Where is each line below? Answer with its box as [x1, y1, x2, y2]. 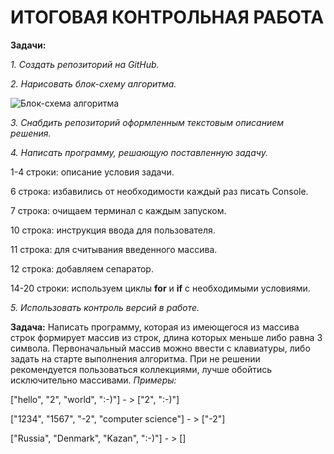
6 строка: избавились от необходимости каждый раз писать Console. [10, 185, 309, 197]
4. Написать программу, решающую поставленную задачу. [10, 146, 268, 158]
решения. [10, 127, 52, 139]
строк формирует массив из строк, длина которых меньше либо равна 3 [10, 331, 323, 343]
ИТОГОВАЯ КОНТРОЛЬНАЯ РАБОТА [10, 6, 325, 29]
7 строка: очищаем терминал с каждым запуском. [10, 204, 227, 216]
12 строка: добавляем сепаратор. [10, 262, 154, 275]
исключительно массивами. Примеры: [10, 374, 177, 386]
